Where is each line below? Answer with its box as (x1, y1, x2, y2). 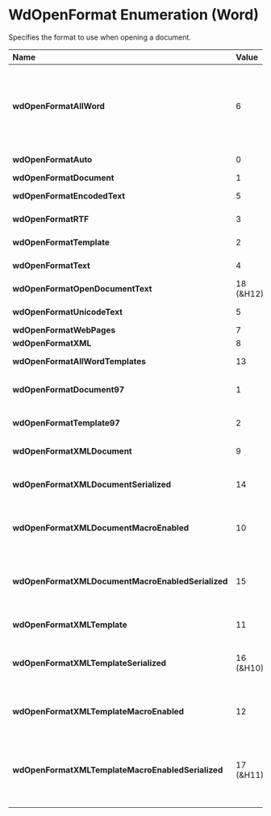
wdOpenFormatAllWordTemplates (12, 355, 147, 366)
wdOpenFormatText (12, 260, 90, 271)
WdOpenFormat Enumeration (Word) (8, 6, 260, 24)
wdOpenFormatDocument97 (12, 383, 125, 395)
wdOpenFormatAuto (12, 153, 93, 165)
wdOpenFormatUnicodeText (12, 306, 123, 317)
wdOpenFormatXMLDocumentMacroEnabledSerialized (12, 575, 228, 587)
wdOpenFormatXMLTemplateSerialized (12, 657, 167, 668)
